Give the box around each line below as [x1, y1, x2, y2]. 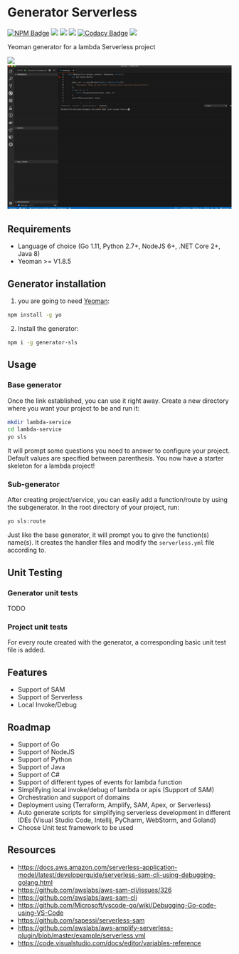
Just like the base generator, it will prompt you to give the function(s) [7, 530, 210, 539]
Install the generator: [17, 324, 79, 332]
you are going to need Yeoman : [17, 297, 110, 305]
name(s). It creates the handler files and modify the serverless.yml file [7, 538, 215, 547]
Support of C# [17, 770, 60, 779]
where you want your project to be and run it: [7, 404, 140, 412]
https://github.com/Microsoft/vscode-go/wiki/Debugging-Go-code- [17, 901, 217, 909]
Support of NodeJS [17, 747, 75, 756]
